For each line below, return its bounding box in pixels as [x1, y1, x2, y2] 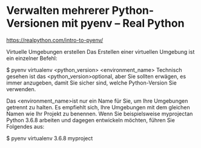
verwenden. [6, 85, 36, 92]
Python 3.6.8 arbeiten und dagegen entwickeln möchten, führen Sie [6, 116, 176, 124]
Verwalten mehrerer [6, 4, 110, 18]
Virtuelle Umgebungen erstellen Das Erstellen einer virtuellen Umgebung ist [6, 48, 195, 55]
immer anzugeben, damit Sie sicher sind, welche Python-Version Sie [6, 79, 177, 86]
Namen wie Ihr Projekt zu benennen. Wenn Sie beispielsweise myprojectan [6, 110, 193, 117]
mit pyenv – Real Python [61, 16, 185, 30]
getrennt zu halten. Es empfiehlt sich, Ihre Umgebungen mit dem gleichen [6, 103, 191, 111]
